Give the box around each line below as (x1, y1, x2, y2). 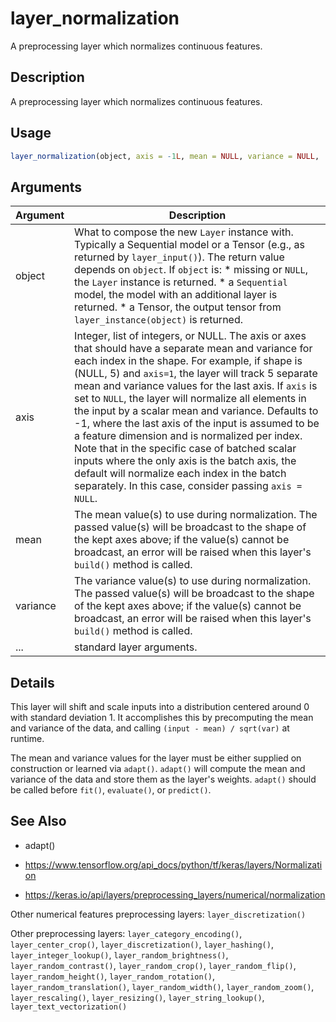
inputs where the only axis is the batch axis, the (74, 454, 297, 468)
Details (10, 674, 55, 691)
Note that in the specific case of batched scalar (74, 442, 297, 456)
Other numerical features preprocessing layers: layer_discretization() (10, 908, 307, 920)
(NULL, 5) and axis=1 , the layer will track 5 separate (74, 367, 318, 381)
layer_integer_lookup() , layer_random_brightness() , (10, 948, 229, 961)
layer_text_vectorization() (10, 1002, 128, 1012)
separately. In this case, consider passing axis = (74, 479, 303, 493)
